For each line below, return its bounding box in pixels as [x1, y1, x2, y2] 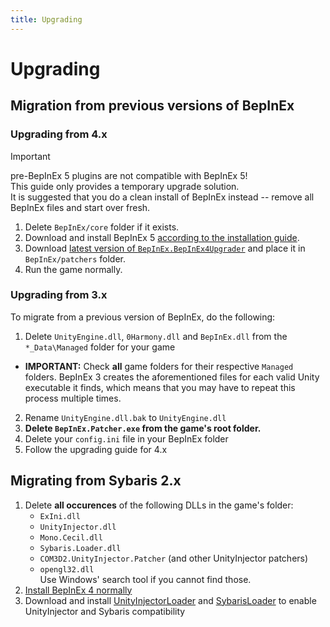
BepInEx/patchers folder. [24, 252, 127, 265]
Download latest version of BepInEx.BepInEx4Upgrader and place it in [24, 242, 306, 254]
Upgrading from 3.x [10, 288, 108, 302]
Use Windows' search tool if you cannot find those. [39, 573, 252, 585]
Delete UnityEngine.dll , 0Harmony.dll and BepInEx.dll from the [24, 330, 288, 342]
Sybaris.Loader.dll [39, 543, 122, 553]
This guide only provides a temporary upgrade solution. [10, 180, 240, 192]
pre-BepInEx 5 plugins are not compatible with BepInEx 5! [10, 169, 248, 181]
